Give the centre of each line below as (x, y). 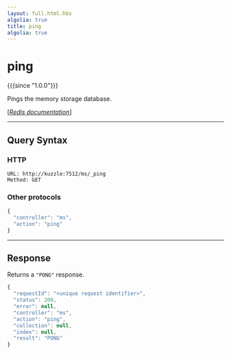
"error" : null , (35, 307)
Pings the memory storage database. (59, 99)
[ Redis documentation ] (40, 112)
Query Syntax (37, 140)
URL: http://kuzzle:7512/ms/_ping (57, 174)
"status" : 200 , (35, 300)
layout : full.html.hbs (40, 13)
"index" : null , (35, 332)
